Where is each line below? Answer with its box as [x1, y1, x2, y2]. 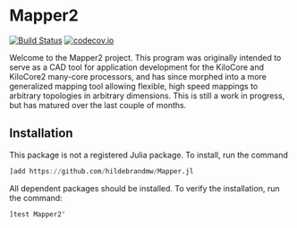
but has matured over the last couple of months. [9, 99, 187, 110]
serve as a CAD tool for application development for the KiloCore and [9, 62, 265, 72]
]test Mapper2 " [9, 209, 66, 219]
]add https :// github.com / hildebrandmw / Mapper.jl [9, 166, 194, 175]
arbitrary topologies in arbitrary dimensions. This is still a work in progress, [9, 90, 285, 101]
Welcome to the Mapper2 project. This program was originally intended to [9, 52, 282, 63]
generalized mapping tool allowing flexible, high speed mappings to [9, 80, 259, 91]
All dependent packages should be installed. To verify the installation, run [9, 182, 280, 193]
